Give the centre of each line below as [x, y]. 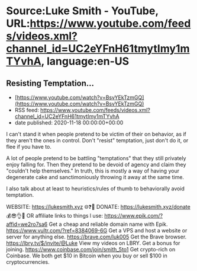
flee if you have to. [29, 147]
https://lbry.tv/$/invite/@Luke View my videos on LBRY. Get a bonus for [93, 243]
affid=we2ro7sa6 [27, 224]
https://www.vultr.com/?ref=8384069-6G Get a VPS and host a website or [97, 230]
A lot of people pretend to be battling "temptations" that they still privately [96, 158]
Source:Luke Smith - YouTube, [82, 11]
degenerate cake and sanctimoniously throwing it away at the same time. [95, 177]
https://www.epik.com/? [134, 216]
